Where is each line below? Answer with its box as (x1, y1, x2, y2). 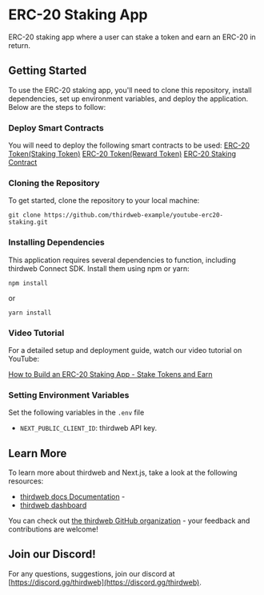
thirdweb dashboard (19, 500, 87, 510)
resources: (8, 476, 44, 486)
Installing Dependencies (8, 237, 106, 248)
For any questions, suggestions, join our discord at (8, 569, 175, 578)
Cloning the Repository (8, 177, 100, 188)
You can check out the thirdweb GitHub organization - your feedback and (8, 516, 250, 526)
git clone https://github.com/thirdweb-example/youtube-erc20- (8, 211, 224, 220)
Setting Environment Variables (8, 389, 130, 400)
